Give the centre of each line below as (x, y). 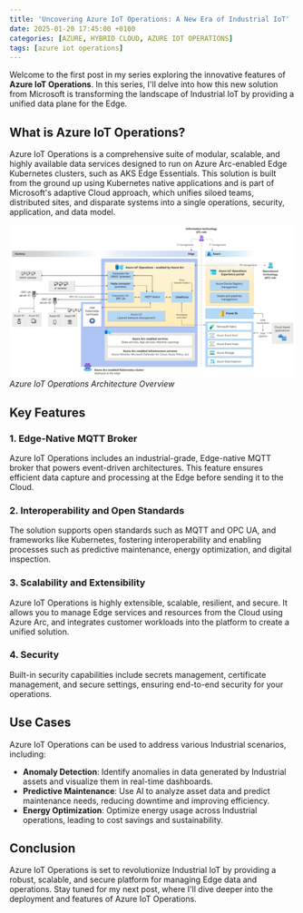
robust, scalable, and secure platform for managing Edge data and (133, 879)
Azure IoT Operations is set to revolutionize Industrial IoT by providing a (143, 870)
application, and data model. (63, 212)
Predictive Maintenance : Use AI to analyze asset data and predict (146, 790)
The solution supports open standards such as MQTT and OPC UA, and (143, 530)
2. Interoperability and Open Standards (97, 510)
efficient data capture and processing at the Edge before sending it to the (147, 477)
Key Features (48, 412)
